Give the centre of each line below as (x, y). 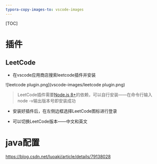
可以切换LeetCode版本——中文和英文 (50, 121)
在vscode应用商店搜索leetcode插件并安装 (54, 75)
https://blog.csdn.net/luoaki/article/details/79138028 (58, 156)
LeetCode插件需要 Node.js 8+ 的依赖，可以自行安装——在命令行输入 (85, 95)
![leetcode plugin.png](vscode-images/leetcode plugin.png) (65, 84)
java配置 (23, 142)
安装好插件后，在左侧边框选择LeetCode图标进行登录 (65, 111)
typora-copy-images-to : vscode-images (45, 9)
